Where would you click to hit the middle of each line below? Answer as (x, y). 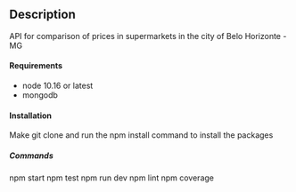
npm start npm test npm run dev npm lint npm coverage (111, 178)
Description (42, 15)
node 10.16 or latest (58, 86)
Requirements (36, 66)
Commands (31, 156)
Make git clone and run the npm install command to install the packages (141, 135)
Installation (30, 116)
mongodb (40, 95)
